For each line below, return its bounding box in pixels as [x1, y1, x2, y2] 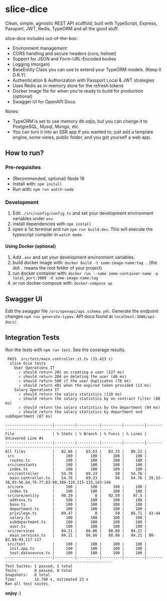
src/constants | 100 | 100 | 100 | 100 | [7, 462, 147, 467]
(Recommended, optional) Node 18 [12, 175, 85, 181]
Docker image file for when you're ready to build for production [12, 88, 143, 94]
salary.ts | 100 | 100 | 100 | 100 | [10, 515, 147, 520]
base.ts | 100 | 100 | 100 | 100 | [10, 502, 147, 507]
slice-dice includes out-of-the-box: [5, 35, 78, 41]
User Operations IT [14, 365, 55, 370]
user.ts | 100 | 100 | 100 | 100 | [10, 524, 147, 529]
